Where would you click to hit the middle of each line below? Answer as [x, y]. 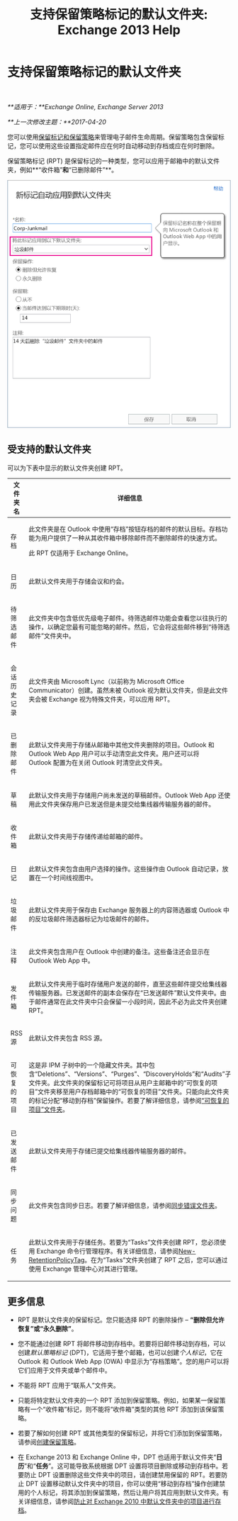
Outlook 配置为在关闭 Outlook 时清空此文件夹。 [97, 763]
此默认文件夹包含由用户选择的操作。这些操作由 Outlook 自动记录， [125, 869]
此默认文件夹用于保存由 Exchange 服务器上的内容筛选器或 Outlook [125, 910]
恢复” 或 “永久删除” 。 [47, 1329]
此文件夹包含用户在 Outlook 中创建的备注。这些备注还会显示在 [119, 951]
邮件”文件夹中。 [52, 636]
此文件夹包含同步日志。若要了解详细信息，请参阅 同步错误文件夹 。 [124, 1205]
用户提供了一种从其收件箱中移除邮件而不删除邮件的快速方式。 [131, 538]
